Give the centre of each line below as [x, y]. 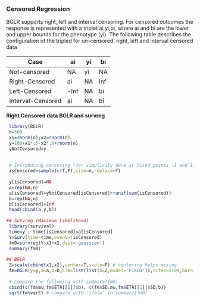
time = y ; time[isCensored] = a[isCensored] [61, 232]
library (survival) [32, 226]
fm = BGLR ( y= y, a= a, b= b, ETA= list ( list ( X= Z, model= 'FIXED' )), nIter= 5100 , [96, 271]
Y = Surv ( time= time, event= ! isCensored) [55, 237]
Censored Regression [38, 9]
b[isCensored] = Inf [32, 204]
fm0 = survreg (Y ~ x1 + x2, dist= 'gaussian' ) [57, 243]
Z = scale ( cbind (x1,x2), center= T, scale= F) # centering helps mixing [93, 265]
